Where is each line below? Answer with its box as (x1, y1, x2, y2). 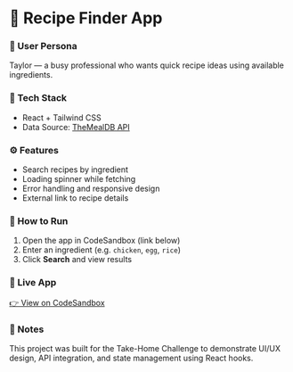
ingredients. (9, 70, 53, 80)
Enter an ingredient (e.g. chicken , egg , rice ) (21, 244, 181, 255)
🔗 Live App (9, 277, 57, 289)
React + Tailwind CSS (21, 112, 102, 123)
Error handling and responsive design (21, 183, 160, 194)
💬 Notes (9, 323, 45, 335)
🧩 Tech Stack (9, 92, 68, 104)
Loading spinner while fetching (21, 174, 136, 185)
